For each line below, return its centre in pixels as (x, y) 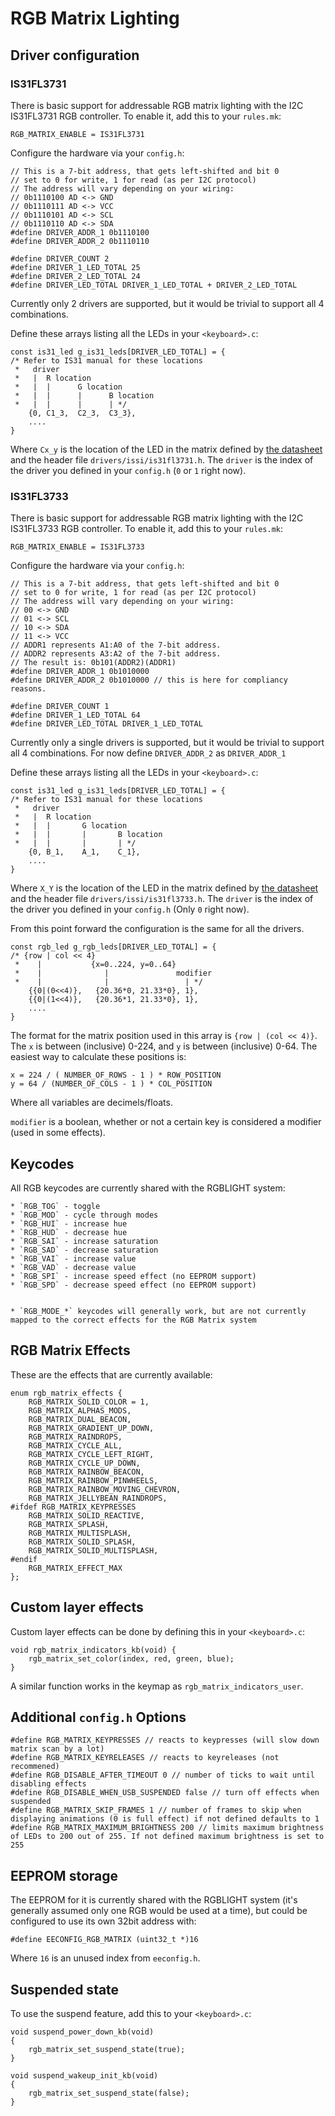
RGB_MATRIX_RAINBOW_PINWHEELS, (93, 1480)
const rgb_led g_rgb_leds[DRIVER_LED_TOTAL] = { (113, 947)
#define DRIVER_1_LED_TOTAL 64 (75, 715)
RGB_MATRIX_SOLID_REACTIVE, (86, 1515)
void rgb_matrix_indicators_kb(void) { (93, 1650)
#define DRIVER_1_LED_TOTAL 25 (75, 267)
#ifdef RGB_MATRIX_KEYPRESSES (73, 1507)
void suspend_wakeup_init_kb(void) (84, 2076)
